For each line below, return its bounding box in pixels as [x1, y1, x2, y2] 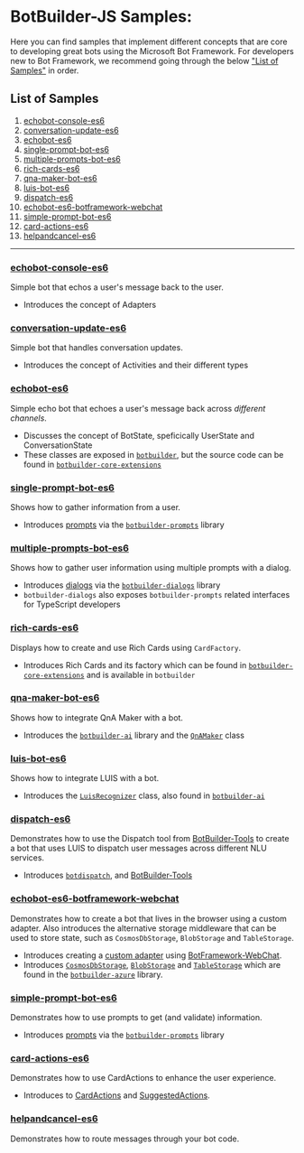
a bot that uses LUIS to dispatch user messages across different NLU [10, 842, 267, 854]
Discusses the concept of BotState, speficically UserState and [23, 430, 255, 441]
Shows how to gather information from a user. [10, 501, 181, 512]
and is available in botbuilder [86, 669, 196, 680]
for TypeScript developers [23, 599, 121, 610]
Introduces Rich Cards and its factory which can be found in [23, 659, 247, 670]
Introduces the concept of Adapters [23, 300, 157, 311]
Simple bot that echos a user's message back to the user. [10, 282, 224, 293]
